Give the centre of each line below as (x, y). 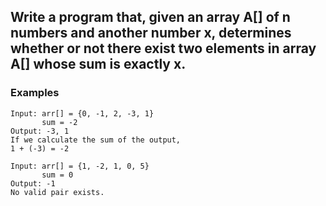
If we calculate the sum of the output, (96, 140)
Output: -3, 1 (40, 131)
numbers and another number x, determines (151, 33)
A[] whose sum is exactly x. (98, 64)
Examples (35, 93)
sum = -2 (59, 122)
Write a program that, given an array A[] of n (150, 17)
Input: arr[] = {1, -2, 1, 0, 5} (80, 166)
